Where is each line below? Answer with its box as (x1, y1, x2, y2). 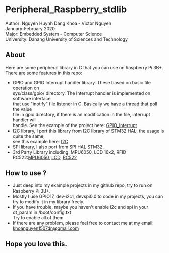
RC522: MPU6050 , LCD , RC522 (12, 154, 77, 160)
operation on (12, 85, 39, 91)
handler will (12, 117, 37, 123)
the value (12, 106, 32, 112)
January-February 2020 (5, 25, 55, 31)
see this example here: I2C (12, 138, 68, 144)
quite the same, (12, 133, 45, 139)
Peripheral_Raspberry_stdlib (5, 4, 127, 15)
